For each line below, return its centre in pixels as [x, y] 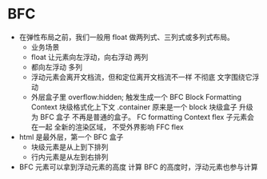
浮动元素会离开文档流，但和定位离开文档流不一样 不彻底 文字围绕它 [141, 77]
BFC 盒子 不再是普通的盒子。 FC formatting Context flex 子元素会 [147, 117]
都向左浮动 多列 [57, 67]
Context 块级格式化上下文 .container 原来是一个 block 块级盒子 [134, 107]
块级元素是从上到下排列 [70, 147]
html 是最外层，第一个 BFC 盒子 [71, 137]
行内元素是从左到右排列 [70, 157]
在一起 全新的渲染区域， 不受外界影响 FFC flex [108, 127]
